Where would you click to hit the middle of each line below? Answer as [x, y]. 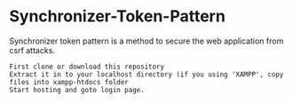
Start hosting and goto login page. [77, 90]
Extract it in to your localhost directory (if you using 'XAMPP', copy [146, 74]
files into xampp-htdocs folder [69, 82]
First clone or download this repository [87, 67]
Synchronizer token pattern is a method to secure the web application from [146, 41]
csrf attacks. [32, 50]
